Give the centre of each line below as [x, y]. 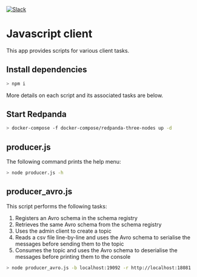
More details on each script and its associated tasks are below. [85, 95]
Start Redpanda [36, 114]
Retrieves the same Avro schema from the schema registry [88, 224]
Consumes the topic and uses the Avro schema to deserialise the [96, 250]
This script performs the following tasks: [57, 206]
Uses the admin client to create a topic [63, 231]
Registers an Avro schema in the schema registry [76, 218]
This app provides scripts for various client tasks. [68, 50]
